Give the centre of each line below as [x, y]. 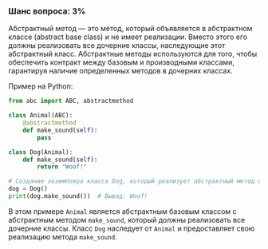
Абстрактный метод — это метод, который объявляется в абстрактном [130, 29]
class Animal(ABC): [41, 116]
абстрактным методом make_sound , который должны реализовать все [127, 219]
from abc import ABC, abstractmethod [71, 101]
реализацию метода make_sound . [63, 236]
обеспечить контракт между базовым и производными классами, [122, 62]
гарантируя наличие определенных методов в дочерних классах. [120, 71]
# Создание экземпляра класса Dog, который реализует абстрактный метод [132, 181]
